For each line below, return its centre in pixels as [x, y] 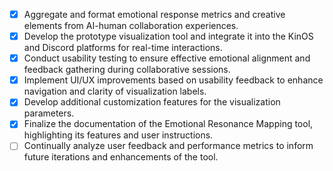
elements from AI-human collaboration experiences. [131, 26]
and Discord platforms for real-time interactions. [123, 48]
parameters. [49, 113]
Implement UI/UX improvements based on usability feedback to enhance [173, 80]
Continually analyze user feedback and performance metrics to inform [168, 146]
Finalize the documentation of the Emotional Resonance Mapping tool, [168, 124]
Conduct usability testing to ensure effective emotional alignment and [167, 58]
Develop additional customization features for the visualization [152, 102]
